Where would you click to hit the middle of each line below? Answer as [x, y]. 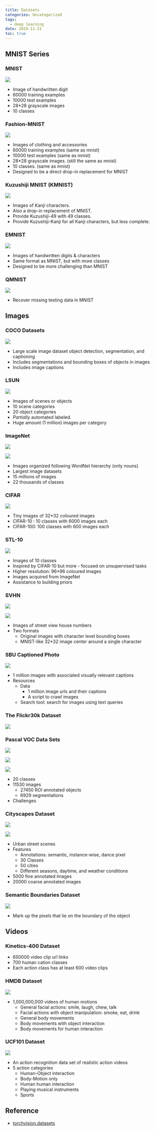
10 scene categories [34, 406]
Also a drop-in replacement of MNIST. [52, 211]
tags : [11, 19]
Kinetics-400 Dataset [32, 946]
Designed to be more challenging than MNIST [60, 266]
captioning [24, 356]
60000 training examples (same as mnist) [56, 150]
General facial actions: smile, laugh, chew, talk [68, 1007]
